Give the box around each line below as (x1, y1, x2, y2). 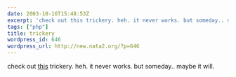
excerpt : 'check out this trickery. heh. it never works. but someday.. (7, 17, 225, 24)
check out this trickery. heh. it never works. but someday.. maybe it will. (7, 62, 215, 70)
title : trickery (7, 29, 55, 37)
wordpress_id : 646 (7, 36, 61, 43)
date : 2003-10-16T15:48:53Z (7, 10, 90, 17)
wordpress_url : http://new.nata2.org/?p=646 (7, 43, 140, 50)
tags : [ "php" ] (7, 23, 49, 30)
